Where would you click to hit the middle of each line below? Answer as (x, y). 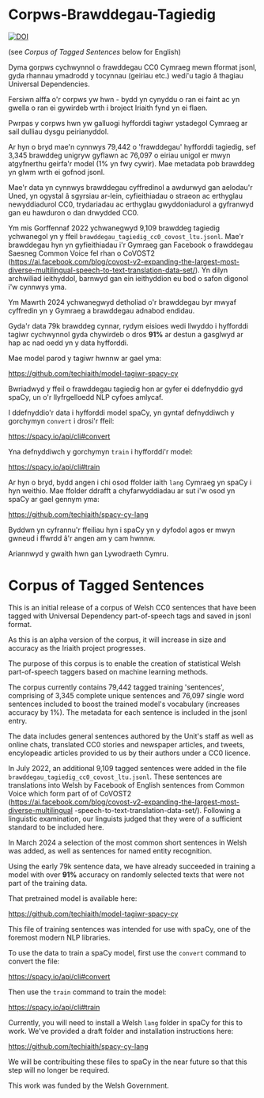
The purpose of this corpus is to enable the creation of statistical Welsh (124, 663)
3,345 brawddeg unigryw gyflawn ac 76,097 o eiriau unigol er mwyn (119, 155)
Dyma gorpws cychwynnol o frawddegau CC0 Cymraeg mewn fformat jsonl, (132, 67)
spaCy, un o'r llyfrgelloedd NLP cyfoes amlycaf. (86, 397)
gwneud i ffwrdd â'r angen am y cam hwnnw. (82, 538)
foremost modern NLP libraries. (59, 937)
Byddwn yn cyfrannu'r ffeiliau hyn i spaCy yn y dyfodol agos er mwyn (122, 530)
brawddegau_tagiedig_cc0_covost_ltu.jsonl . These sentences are (115, 777)
